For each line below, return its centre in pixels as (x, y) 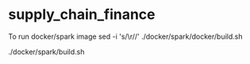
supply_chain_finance (82, 15)
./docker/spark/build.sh (46, 51)
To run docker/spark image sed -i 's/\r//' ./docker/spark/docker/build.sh (126, 36)
